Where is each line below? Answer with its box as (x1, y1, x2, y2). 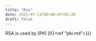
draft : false (5, 16, 33, 21)
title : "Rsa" (5, 7, 33, 12)
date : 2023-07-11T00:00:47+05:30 (5, 12, 76, 17)
